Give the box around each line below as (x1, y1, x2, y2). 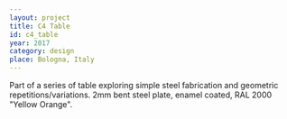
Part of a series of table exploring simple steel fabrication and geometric (9, 80, 279, 90)
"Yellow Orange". (9, 99, 73, 109)
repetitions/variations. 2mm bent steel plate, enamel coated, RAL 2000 (9, 89, 273, 100)
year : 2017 (9, 38, 51, 48)
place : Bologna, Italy (9, 55, 95, 64)
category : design (9, 47, 75, 56)
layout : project (9, 13, 70, 23)
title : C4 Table (9, 22, 70, 31)
